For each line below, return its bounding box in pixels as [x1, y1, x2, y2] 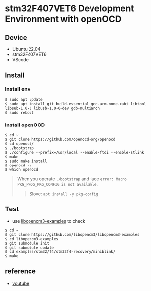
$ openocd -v [5, 163, 32, 168]
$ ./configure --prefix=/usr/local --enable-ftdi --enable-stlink [5, 150, 144, 155]
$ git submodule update [5, 245, 54, 250]
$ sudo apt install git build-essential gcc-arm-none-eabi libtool [5, 101, 147, 106]
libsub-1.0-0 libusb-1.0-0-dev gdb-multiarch [5, 106, 100, 111]
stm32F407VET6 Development [5, 3, 134, 14]
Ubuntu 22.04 [12, 46, 41, 52]
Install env [5, 86, 30, 93]
